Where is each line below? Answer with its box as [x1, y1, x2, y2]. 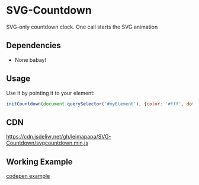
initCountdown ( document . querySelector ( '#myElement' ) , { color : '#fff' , [6, 101, 184, 107]
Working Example [6, 156, 73, 167]
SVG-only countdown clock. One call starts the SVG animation [6, 23, 158, 30]
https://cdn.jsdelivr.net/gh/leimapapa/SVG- [6, 133, 111, 140]
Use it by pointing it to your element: [6, 89, 95, 96]
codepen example [6, 173, 50, 180]
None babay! [14, 56, 46, 63]
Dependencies [6, 40, 61, 51]
